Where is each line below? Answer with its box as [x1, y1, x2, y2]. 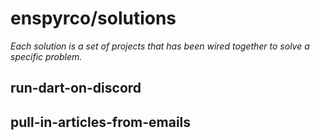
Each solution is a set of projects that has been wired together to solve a [10, 40, 310, 52]
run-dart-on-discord [10, 80, 142, 97]
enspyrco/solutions [10, 7, 177, 30]
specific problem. [10, 50, 83, 62]
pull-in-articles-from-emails [10, 113, 192, 131]
